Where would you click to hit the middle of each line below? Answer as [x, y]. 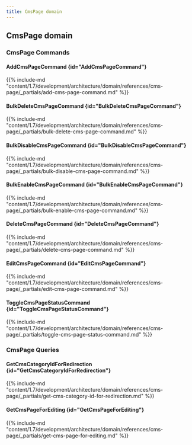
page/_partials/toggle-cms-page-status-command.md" [74, 335]
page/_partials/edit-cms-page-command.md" [62, 289]
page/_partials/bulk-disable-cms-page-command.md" [73, 171]
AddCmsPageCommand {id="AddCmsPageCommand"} [76, 66]
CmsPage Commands [38, 52]
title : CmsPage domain [34, 12]
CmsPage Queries [33, 350]
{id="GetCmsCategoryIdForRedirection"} [59, 370]
